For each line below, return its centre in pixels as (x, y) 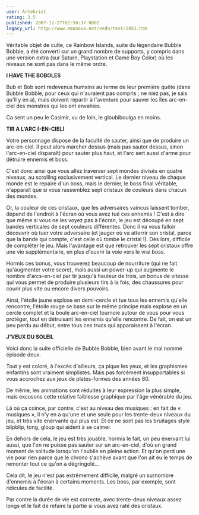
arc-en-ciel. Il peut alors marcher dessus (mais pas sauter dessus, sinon (94, 147)
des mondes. (22, 196)
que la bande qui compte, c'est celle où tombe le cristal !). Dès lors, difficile (98, 239)
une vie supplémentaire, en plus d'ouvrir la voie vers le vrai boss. (86, 252)
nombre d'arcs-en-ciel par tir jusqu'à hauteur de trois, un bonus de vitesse (97, 276)
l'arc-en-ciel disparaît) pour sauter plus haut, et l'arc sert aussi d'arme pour (99, 153)
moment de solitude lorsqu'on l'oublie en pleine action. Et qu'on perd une (96, 451)
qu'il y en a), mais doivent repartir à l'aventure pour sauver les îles (87, 100)
